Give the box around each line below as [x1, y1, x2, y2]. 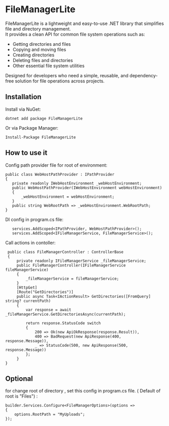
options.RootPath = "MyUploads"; [14, 412, 85, 417]
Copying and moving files [12, 46, 66, 52]
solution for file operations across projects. [15, 78, 105, 84]
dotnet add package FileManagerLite [5, 116, 83, 121]
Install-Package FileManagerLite [5, 135, 76, 140]
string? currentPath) [5, 298, 51, 303]
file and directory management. [5, 25, 71, 32]
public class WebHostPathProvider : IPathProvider [5, 172, 115, 177]
